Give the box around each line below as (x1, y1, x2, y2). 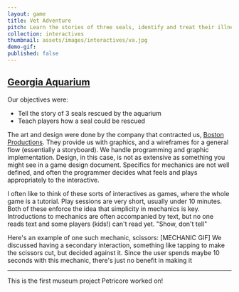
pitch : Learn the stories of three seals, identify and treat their (7, 23, 215, 31)
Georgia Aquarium (7, 76, 90, 89)
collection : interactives (7, 30, 84, 38)
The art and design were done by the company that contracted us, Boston (7, 130, 224, 139)
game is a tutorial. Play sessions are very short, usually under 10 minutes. (7, 197, 223, 205)
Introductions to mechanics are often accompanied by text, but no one (7, 212, 214, 220)
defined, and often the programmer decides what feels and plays (7, 168, 198, 176)
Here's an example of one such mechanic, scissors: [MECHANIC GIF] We (7, 233, 222, 242)
